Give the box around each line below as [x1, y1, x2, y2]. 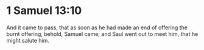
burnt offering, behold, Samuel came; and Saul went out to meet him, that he [6, 30, 199, 37]
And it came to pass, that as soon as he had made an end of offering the [6, 24, 188, 31]
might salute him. [6, 37, 50, 44]
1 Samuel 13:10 [6, 4, 82, 18]
